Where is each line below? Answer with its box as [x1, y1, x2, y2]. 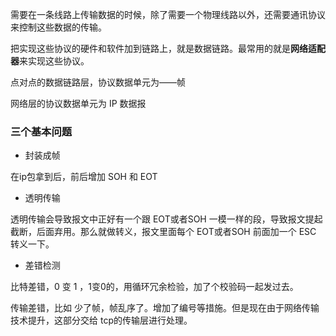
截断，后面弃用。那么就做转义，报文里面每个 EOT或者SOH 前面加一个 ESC [10, 226, 317, 238]
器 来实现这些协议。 [10, 55, 90, 67]
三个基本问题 [10, 124, 73, 138]
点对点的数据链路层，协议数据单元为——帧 [10, 76, 186, 88]
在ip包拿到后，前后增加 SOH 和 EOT [10, 171, 158, 183]
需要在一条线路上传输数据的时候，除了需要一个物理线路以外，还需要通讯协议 [10, 9, 326, 20]
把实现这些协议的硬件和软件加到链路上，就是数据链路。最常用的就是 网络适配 [10, 43, 326, 54]
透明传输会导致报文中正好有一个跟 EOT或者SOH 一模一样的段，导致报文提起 [10, 213, 323, 225]
